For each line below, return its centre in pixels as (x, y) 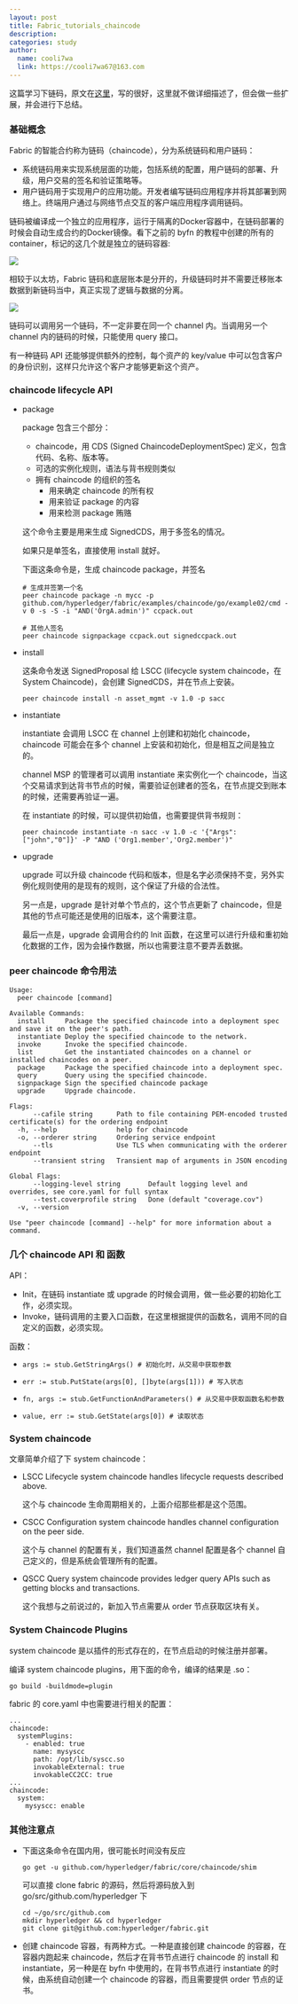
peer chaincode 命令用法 (63, 971)
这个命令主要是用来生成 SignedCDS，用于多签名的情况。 (126, 532)
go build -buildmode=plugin (61, 1686)
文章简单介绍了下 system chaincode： (79, 1459)
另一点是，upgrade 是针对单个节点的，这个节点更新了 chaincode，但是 (152, 904)
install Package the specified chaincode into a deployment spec (148, 1021)
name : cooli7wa (45, 59)
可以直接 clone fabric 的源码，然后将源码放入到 (108, 1884)
